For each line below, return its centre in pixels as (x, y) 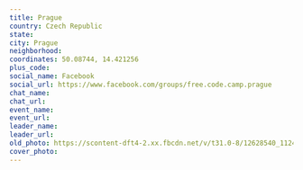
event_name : (32, 110)
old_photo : (30, 143)
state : (22, 34)
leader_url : (32, 135)
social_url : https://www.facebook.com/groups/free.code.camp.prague (141, 85)
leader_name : (34, 127)
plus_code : (30, 68)
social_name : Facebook (52, 76)
